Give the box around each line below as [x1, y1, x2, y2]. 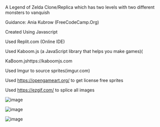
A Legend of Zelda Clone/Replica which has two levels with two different [5, 4, 155, 10]
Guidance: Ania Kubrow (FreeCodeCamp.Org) [5, 19, 99, 25]
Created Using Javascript [5, 29, 58, 34]
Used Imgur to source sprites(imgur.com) [5, 67, 90, 73]
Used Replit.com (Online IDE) [5, 38, 65, 44]
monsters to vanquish [5, 9, 50, 15]
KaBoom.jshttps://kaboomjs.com [5, 58, 72, 64]
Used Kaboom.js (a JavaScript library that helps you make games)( [5, 48, 143, 54]
